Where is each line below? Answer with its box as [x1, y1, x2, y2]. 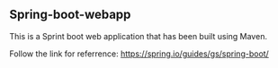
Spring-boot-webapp [9, 7, 131, 22]
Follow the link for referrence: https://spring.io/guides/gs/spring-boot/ [9, 48, 270, 59]
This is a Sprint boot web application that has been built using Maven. [9, 30, 268, 41]
